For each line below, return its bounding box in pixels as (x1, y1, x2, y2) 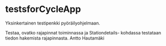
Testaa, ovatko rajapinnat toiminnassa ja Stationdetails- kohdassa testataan (5, 29, 161, 35)
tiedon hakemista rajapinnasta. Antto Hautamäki (5, 35, 105, 41)
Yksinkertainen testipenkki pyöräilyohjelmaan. (5, 20, 101, 26)
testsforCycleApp (5, 3, 81, 15)
